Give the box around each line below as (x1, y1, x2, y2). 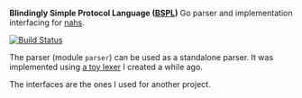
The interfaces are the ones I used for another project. (9, 79, 211, 89)
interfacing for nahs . (9, 17, 85, 28)
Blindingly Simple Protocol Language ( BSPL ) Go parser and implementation (9, 8, 293, 18)
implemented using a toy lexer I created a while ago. (9, 62, 203, 72)
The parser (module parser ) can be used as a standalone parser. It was (9, 52, 274, 62)
